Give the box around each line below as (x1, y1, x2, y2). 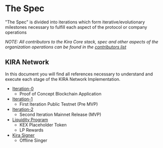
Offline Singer (19, 137, 47, 143)
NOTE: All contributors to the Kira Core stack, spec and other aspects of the (5, 38, 159, 44)
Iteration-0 (12, 86, 34, 92)
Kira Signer (12, 132, 35, 138)
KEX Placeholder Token (19, 122, 67, 128)
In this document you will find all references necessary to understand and (5, 71, 153, 77)
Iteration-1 (12, 96, 33, 102)
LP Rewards (19, 127, 44, 133)
